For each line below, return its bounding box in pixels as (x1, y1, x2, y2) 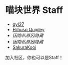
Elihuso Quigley (12, 26, 45, 32)
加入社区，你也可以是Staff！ (5, 54, 63, 60)
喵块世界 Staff (5, 4, 63, 16)
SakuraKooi (12, 44, 36, 50)
